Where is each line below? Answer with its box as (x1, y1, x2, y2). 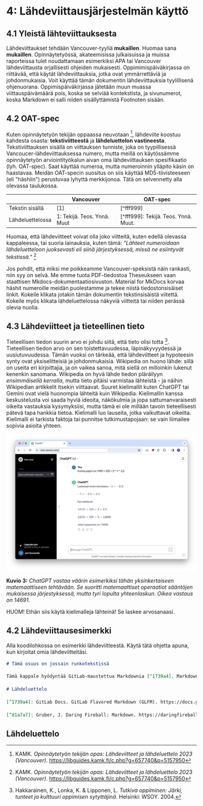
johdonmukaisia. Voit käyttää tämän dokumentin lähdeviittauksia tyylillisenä (6, 77, 194, 84)
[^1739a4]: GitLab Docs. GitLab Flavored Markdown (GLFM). (6, 699, 158, 705)
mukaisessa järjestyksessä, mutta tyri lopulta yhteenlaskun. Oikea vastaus (6, 589, 193, 597)
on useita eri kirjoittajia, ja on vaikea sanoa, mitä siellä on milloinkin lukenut (6, 364, 192, 371)
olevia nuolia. (6, 303, 39, 311)
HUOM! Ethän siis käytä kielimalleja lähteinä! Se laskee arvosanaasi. (6, 608, 175, 615)
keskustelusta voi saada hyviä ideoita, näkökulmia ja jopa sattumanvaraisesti (6, 396, 196, 404)
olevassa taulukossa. (6, 182, 59, 189)
